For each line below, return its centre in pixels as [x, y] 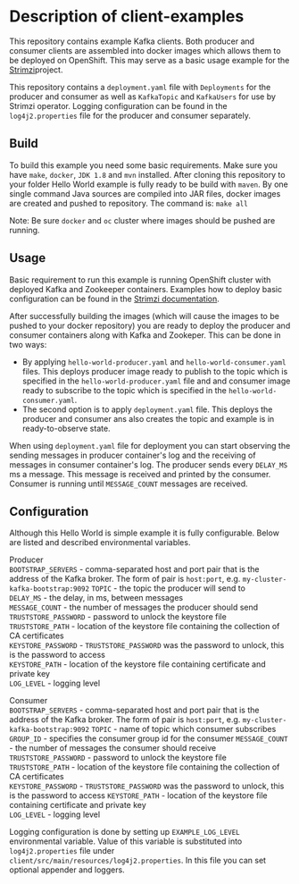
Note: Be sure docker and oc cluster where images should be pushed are [142, 220]
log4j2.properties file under [62, 851]
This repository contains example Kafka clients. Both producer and [132, 41]
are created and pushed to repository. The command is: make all [129, 203]
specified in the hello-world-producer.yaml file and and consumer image [156, 381]
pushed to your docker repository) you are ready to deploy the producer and [150, 325]
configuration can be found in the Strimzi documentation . [115, 299]
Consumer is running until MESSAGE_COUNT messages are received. [129, 484]
